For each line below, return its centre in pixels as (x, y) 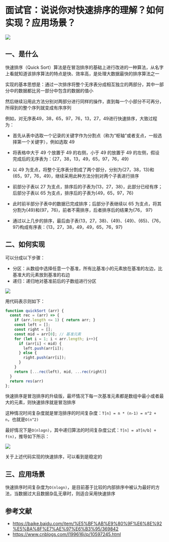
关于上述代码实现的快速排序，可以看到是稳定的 (54, 457)
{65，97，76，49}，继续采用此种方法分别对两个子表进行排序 (76, 176)
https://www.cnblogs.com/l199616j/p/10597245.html (67, 534)
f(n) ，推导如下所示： (27, 436)
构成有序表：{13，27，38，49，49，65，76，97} (71, 227)
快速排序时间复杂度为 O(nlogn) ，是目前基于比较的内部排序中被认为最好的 (80, 487)
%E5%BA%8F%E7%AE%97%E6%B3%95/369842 (65, 529)
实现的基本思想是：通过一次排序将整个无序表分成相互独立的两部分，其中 (80, 84)
